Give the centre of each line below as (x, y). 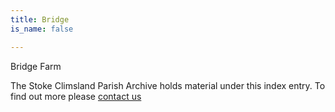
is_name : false (42, 29)
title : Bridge (40, 19)
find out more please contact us (76, 96)
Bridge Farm (36, 66)
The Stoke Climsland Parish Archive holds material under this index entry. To (168, 85)
